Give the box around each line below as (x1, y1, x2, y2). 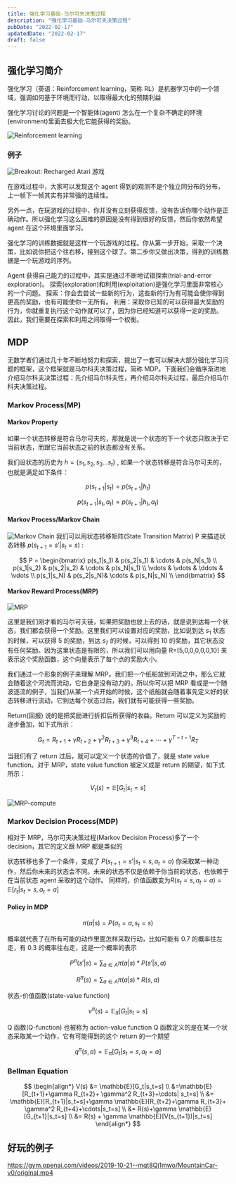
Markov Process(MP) (7, 400, 81, 409)
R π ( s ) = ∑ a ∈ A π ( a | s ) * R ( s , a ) (76, 974, 160, 985)
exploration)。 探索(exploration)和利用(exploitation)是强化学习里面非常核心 (7, 280, 223, 289)
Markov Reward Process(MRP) (7, 587, 98, 596)
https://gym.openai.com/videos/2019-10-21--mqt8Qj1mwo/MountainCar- (7, 1161, 218, 1170)
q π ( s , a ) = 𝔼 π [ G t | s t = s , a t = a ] (74, 1046, 162, 1057)
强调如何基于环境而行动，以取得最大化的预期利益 (19, 93, 162, 101)
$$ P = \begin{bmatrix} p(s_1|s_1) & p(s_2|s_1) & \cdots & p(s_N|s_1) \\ (18, 556, 218, 565)
